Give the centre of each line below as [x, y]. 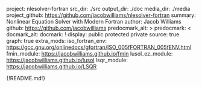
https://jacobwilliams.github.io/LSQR [52, 66]
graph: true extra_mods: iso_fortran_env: [57, 41]
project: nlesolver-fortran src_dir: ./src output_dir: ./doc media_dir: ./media [98, 9]
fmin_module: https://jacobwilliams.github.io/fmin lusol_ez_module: [90, 53]
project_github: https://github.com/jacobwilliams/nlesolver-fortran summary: [101, 15]
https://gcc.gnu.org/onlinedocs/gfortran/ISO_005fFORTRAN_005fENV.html [99, 47]
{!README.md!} [26, 78]
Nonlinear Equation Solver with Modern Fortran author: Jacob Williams [94, 21]
